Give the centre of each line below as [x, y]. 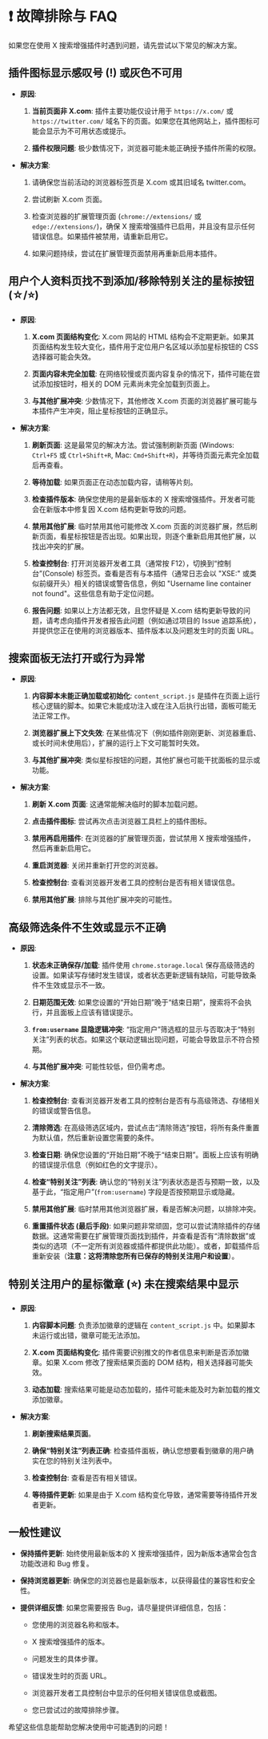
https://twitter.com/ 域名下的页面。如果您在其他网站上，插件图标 [142, 120]
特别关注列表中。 [88, 1461]
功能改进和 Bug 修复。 [56, 1563]
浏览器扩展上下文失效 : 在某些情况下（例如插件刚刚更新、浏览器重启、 [146, 733]
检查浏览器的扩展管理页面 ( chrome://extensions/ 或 [116, 216]
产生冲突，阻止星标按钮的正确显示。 [113, 411]
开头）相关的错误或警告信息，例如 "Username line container [152, 583]
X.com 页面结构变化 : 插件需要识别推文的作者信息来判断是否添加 [137, 1352]
